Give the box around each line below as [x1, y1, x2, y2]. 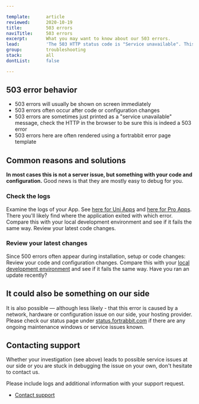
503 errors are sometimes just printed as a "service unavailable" [14, 113, 172, 120]
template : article [6, 14, 65, 20]
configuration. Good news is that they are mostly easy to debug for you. [6, 177, 184, 185]
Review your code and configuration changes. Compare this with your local [6, 258, 190, 266]
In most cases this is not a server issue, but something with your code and [6, 171, 192, 178]
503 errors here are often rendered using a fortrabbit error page [14, 132, 171, 139]
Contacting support [6, 341, 81, 351]
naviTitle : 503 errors [6, 30, 73, 36]
